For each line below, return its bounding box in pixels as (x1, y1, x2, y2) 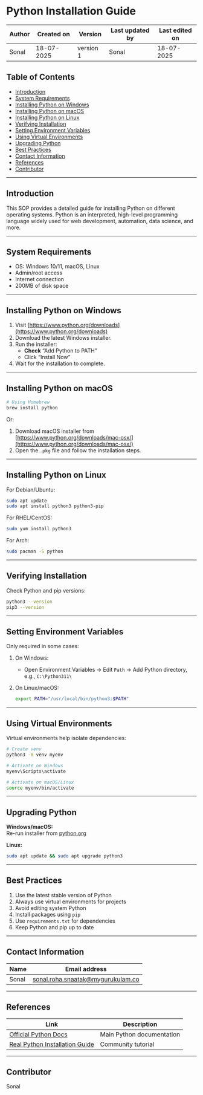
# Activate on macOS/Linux (6, 779, 74, 785)
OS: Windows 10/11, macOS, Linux (14, 263, 100, 270)
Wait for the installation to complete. (14, 360, 105, 367)
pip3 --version (6, 604, 45, 610)
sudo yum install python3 (6, 526, 71, 532)
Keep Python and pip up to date (14, 923, 94, 931)
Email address (65, 964, 107, 973)
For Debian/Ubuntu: (6, 486, 56, 493)
